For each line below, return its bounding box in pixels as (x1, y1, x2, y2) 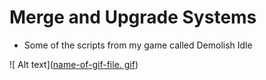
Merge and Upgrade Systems (9, 6, 257, 29)
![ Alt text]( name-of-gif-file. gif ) (9, 58, 139, 70)
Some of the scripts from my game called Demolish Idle (23, 39, 253, 51)
